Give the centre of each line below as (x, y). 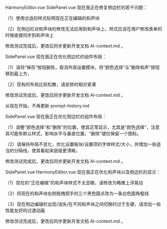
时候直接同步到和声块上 (29, 35)
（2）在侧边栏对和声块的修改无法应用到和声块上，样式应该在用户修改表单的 (84, 29)
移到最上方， (18, 74)
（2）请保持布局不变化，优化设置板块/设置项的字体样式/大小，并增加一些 (81, 144)
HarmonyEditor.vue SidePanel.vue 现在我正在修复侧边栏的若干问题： (76, 7)
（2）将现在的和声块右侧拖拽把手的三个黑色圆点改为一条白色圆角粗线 (77, 193)
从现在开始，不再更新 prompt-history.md (47, 106)
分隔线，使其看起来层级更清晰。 (47, 151)
